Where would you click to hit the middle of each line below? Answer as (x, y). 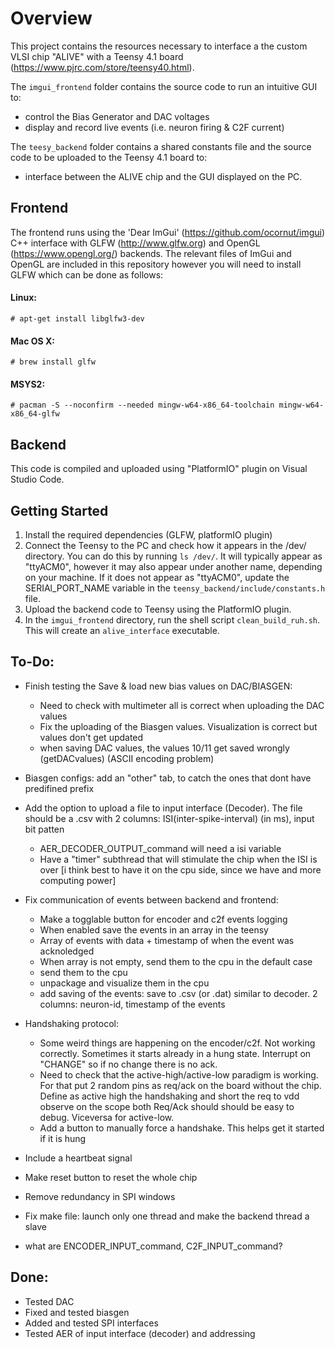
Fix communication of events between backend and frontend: (151, 899)
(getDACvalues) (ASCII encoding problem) (127, 758)
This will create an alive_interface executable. (122, 630)
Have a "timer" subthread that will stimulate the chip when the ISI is (178, 859)
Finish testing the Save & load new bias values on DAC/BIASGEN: (158, 686)
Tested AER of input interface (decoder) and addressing (140, 1333)
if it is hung (63, 1138)
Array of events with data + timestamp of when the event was (167, 940)
